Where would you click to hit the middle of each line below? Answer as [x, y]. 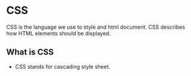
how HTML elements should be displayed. [59, 33]
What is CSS [30, 52]
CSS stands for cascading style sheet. [63, 66]
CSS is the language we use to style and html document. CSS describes [96, 27]
